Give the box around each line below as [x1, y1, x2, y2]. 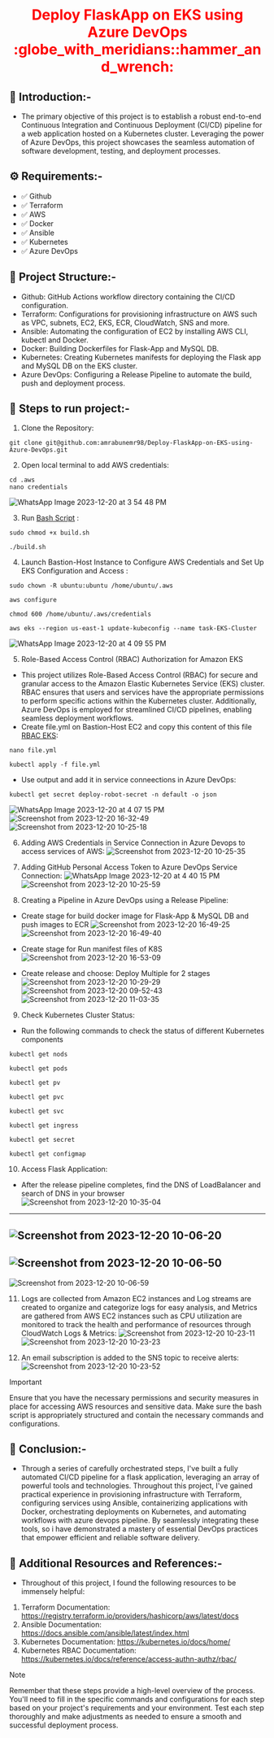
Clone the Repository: [20, 423, 94, 433]
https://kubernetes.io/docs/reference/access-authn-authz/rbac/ [20, 1654, 237, 1664]
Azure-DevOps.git [9, 446, 68, 455]
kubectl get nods [9, 1051, 68, 1059]
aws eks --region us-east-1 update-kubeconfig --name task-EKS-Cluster [9, 625, 257, 633]
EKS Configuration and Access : [20, 566, 128, 576]
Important [9, 1377, 42, 1387]
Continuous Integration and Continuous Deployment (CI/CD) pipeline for [20, 120, 263, 129]
